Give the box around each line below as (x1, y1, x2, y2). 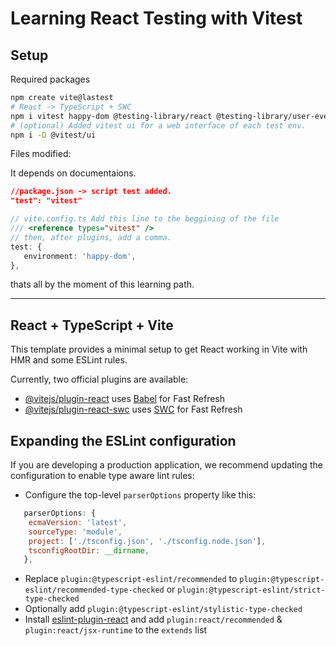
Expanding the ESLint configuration (10, 432, 237, 449)
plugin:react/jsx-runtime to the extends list (24, 624, 208, 636)
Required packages (10, 73, 91, 85)
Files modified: (10, 148, 72, 160)
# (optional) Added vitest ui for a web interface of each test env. (10, 120, 307, 131)
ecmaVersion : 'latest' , (28, 517, 128, 527)
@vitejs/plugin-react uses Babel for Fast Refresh (24, 393, 226, 405)
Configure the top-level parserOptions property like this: (24, 489, 257, 501)
